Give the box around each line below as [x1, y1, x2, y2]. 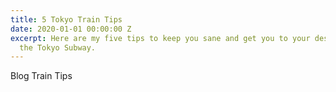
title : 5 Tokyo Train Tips [10, 14, 123, 25]
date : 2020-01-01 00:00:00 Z [10, 24, 132, 34]
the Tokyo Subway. [19, 42, 97, 53]
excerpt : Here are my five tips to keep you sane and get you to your [10, 33, 311, 43]
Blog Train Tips [10, 70, 73, 82]
